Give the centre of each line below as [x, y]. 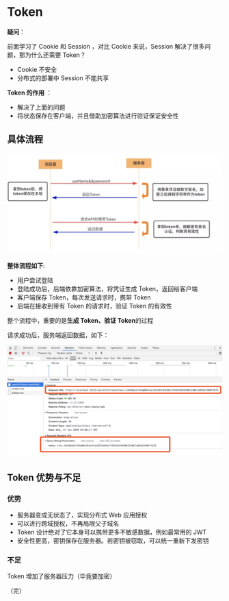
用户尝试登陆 [35, 280]
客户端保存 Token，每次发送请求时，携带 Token [84, 297]
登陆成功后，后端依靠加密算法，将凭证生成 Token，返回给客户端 [107, 289]
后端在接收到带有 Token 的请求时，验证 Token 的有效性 [94, 306]
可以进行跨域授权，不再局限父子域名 [68, 524]
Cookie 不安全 [37, 69]
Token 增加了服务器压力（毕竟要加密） [62, 576]
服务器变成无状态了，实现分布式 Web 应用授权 [82, 515]
